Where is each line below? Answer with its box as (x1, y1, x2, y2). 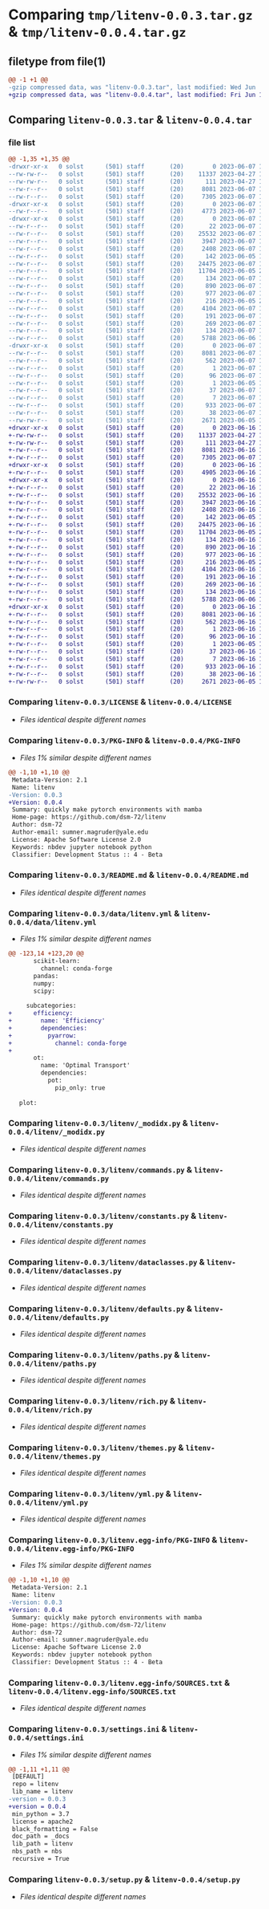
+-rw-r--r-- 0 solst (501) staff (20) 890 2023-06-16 (8, 543, 256, 551)
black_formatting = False (11, 1825, 98, 1833)
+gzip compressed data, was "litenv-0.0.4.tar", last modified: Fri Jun (8, 91, 256, 99)
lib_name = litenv (11, 1788, 74, 1796)
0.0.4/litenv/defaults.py (8, 1313, 110, 1322)
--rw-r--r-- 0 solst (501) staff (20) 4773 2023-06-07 (8, 207, 256, 216)
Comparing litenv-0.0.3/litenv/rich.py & (8, 1395, 176, 1407)
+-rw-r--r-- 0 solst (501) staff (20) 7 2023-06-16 (8, 655, 256, 663)
